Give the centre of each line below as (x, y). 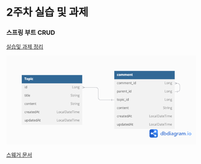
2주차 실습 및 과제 (47, 12)
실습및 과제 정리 (25, 47)
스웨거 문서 (19, 154)
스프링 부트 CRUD (31, 32)
